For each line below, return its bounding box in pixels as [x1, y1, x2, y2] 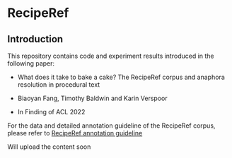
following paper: [7, 59, 55, 68]
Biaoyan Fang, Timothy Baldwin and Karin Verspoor [17, 94, 168, 102]
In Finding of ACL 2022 [17, 108, 86, 116]
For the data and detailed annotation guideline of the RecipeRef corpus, [7, 121, 216, 130]
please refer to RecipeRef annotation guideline [7, 129, 143, 137]
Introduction [7, 33, 64, 45]
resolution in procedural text [17, 80, 100, 89]
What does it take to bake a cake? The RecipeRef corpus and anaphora [17, 73, 225, 81]
